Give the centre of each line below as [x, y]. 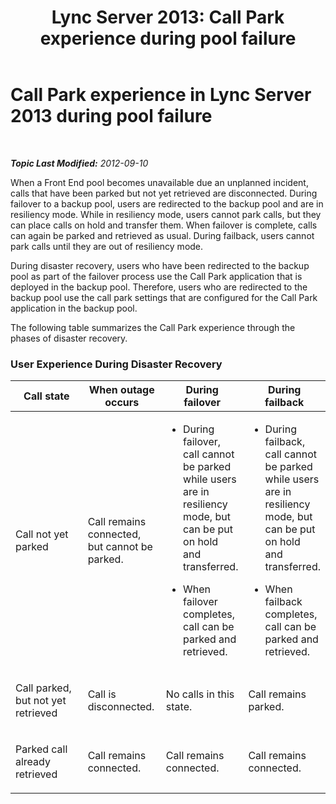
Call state [46, 396]
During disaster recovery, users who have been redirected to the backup [160, 265]
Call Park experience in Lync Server [161, 95]
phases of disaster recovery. [69, 338]
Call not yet [42, 534]
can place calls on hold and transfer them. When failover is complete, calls [164, 225]
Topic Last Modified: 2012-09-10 [79, 163]
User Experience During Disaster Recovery [116, 364]
